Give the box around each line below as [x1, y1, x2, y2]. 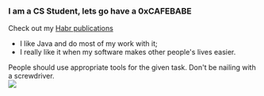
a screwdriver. [8, 71, 55, 81]
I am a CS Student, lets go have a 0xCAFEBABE [8, 6, 192, 17]
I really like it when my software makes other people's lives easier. [19, 48, 236, 57]
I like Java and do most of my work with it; [19, 39, 159, 48]
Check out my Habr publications [8, 24, 113, 33]
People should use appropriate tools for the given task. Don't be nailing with [8, 63, 256, 72]
